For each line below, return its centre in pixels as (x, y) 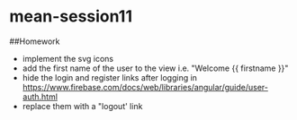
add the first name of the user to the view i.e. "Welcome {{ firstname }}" (155, 68)
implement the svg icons (68, 58)
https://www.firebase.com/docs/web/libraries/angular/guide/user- (145, 87)
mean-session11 (71, 17)
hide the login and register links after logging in (110, 77)
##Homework (35, 41)
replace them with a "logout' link (82, 106)
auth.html (40, 97)
